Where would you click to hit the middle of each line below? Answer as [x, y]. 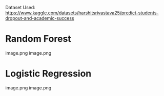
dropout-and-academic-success [40, 18]
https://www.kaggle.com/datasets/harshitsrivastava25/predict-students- [82, 13]
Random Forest [38, 39]
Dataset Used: [20, 7]
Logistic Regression [48, 74]
